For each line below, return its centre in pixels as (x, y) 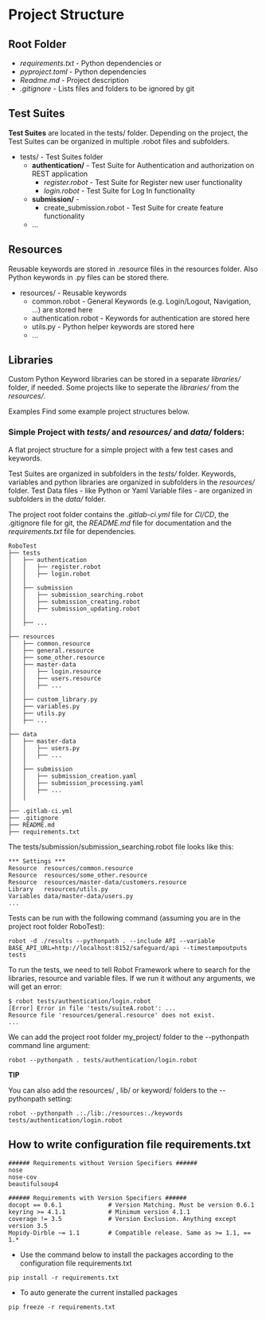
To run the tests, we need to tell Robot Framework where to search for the (129, 969)
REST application (60, 174)
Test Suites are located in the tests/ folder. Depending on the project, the (128, 132)
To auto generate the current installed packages (98, 1292)
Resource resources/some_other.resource (78, 875)
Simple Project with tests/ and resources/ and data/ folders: (127, 432)
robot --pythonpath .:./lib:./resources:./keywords (96, 1113)
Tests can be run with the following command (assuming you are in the (125, 917)
